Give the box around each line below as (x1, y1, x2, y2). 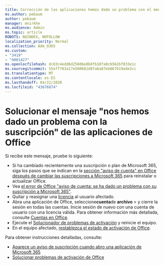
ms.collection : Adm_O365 (5, 44, 56, 48)
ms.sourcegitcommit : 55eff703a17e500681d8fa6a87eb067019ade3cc (5, 67, 137, 72)
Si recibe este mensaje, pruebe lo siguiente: (5, 153, 93, 159)
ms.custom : (5, 48, 27, 53)
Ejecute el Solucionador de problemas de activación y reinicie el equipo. (12, 220, 158, 226)
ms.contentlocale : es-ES (5, 75, 56, 80)
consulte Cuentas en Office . (12, 215, 69, 220)
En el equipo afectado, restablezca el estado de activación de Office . (12, 225, 151, 231)
